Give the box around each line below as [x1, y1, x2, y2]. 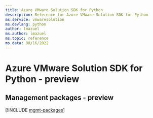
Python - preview [5, 73, 80, 84]
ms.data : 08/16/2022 [5, 41, 49, 46]
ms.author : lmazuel [5, 31, 47, 36]
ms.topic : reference [5, 36, 49, 41]
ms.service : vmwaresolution [5, 17, 65, 22]
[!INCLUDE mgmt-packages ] [5, 107, 65, 113]
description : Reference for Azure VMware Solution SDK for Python [5, 12, 148, 17]
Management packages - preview [5, 94, 114, 102]
